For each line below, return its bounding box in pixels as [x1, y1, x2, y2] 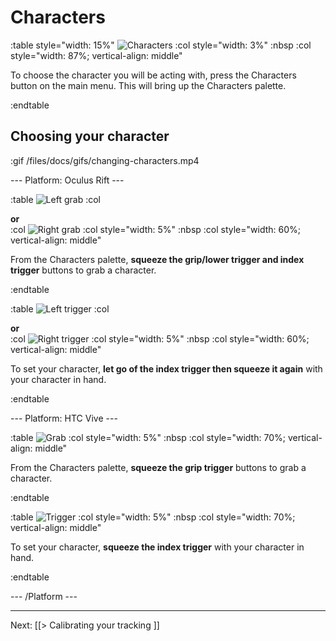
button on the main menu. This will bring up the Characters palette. [10, 79, 287, 91]
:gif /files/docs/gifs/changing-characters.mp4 [10, 154, 200, 166]
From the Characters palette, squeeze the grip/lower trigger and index [10, 253, 305, 265]
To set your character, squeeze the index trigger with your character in [10, 541, 305, 553]
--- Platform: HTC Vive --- [10, 412, 118, 424]
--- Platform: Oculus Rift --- [10, 174, 125, 186]
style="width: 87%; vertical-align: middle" [10, 49, 183, 61]
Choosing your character [10, 128, 170, 145]
